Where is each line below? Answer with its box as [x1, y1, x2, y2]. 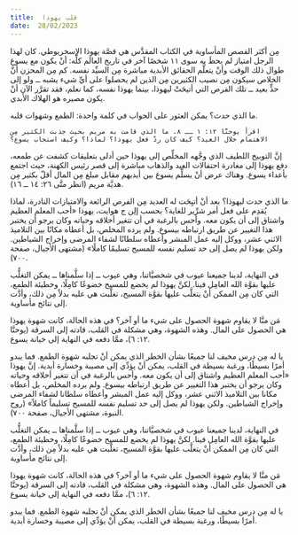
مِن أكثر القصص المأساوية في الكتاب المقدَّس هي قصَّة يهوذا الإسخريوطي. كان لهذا [10, 45, 280, 56]
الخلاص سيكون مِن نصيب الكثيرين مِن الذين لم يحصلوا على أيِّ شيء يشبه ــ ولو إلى [10, 74, 282, 84]
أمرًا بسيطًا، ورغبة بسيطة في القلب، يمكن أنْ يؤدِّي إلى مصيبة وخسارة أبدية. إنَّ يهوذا [10, 360, 285, 370]
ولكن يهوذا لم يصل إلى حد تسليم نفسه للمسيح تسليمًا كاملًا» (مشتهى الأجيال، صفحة [10, 243, 283, 253]
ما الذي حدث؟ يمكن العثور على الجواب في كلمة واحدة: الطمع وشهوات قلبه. [10, 110, 258, 120]
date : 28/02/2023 [10, 21, 78, 30]
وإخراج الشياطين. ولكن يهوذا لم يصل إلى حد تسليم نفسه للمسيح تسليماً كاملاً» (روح [10, 398, 283, 408]
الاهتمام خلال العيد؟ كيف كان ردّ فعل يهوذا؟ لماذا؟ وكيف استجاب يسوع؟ [10, 135, 269, 143]
